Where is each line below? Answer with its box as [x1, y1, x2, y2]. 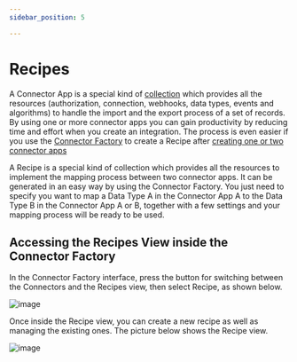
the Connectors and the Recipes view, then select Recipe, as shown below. [9, 281, 283, 293]
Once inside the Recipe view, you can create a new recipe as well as [9, 316, 259, 327]
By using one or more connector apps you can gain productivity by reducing [9, 116, 288, 127]
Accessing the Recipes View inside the [9, 234, 229, 249]
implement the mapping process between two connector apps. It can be [9, 171, 273, 182]
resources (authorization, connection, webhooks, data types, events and [9, 98, 275, 108]
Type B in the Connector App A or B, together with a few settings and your [9, 200, 281, 210]
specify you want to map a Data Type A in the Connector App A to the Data [9, 190, 284, 201]
